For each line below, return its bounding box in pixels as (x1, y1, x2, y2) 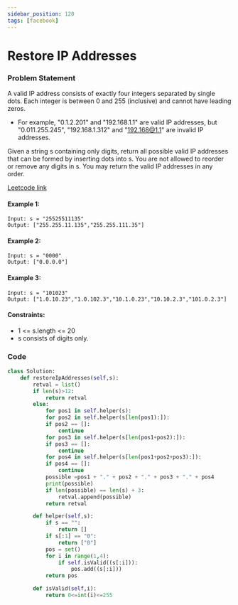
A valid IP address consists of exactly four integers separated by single (7, 89, 215, 97)
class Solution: (7, 368, 55, 375)
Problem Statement (7, 73, 76, 82)
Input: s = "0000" (7, 252, 62, 259)
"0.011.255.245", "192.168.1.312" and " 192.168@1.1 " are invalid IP (17, 125, 204, 134)
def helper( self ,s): (33, 513, 94, 520)
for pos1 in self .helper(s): (45, 407, 132, 414)
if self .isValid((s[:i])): (58, 559, 139, 566)
